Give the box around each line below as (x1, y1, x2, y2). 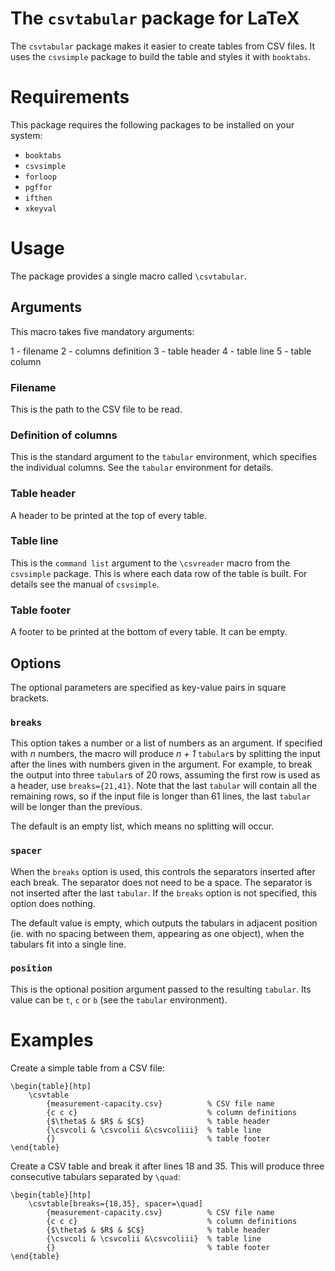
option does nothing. (10, 897, 96, 909)
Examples (10, 1029, 94, 1051)
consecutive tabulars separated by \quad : (10, 1170, 181, 1182)
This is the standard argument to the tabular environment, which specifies (10, 451, 318, 463)
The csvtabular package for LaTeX (10, 7, 300, 30)
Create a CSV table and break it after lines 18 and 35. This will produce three (10, 1160, 325, 1172)
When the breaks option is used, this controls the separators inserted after (10, 865, 316, 877)
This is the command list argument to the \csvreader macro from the (10, 557, 291, 569)
